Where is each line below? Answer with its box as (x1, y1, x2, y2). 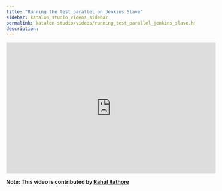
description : (6, 25, 39, 32)
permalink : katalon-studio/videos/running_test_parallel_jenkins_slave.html (6, 20, 202, 26)
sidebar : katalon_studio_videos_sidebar (6, 14, 109, 20)
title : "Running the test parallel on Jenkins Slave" (6, 8, 144, 15)
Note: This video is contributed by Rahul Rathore (6, 178, 130, 186)
